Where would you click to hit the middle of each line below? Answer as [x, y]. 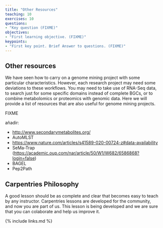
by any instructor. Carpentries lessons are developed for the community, [78, 201]
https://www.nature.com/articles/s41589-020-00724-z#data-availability [85, 143]
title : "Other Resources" [31, 10]
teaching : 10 [18, 14]
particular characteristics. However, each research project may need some [80, 83]
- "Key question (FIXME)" [31, 28]
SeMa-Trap [23, 148]
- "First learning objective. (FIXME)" [46, 37]
